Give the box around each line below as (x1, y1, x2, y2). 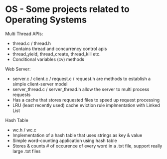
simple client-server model (12, 81, 68, 87)
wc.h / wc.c (12, 126, 36, 133)
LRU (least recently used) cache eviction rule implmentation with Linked (12, 102, 161, 108)
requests (12, 91, 31, 97)
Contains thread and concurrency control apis (12, 45, 107, 51)
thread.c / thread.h (12, 40, 51, 46)
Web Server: (5, 66, 31, 72)
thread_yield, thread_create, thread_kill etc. (12, 51, 101, 57)
